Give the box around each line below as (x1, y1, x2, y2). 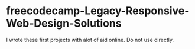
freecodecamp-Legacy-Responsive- (6, 4, 190, 18)
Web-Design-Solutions (6, 17, 122, 30)
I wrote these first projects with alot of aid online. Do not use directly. (6, 36, 174, 43)
